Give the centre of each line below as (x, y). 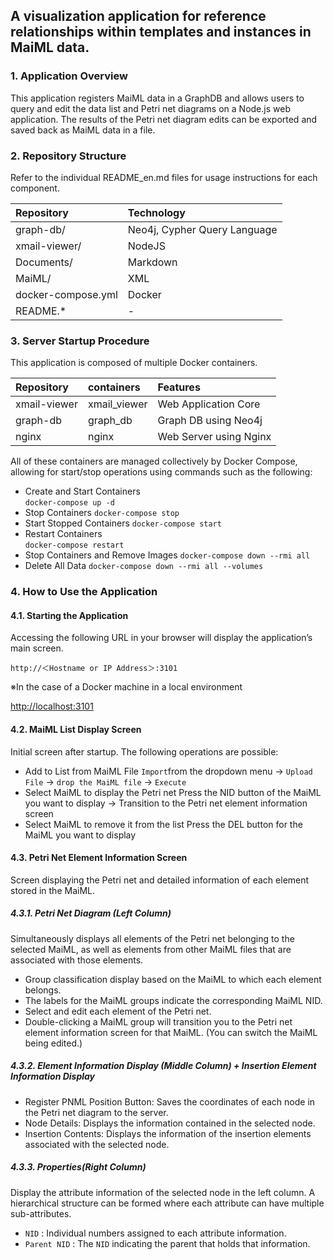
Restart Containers (63, 534)
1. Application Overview (69, 76)
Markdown (152, 262)
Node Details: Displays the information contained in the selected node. (170, 1123)
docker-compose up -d (69, 503)
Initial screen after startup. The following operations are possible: (144, 751)
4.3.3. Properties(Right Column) (78, 1167)
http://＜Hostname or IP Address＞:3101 (94, 669)
